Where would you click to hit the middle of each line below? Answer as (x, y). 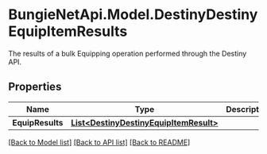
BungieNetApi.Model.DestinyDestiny (133, 15)
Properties (35, 87)
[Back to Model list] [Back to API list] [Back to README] (99, 142)
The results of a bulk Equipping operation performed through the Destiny (128, 53)
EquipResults (38, 122)
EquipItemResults (68, 31)
